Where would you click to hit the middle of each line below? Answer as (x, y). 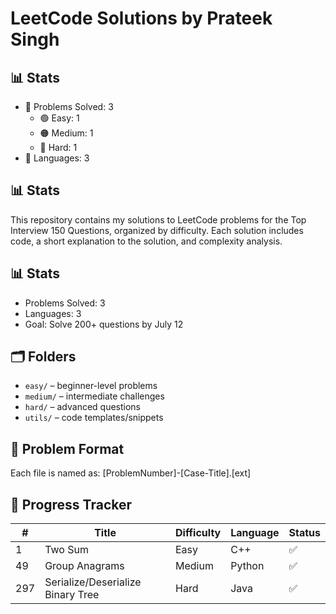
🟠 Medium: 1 (66, 133)
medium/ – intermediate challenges (94, 396)
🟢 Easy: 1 (59, 118)
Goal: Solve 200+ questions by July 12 (104, 324)
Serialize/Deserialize (93, 582)
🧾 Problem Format (67, 448)
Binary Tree (72, 595)
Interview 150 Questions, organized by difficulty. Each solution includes (157, 230)
